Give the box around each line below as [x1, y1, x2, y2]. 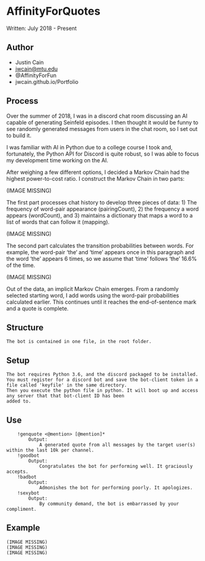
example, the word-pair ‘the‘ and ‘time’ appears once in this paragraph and [6, 248, 195, 255]
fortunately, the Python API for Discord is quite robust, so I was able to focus [6, 150, 199, 157]
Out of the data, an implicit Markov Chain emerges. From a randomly [6, 285, 179, 292]
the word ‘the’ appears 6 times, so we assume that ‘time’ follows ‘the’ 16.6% [6, 255, 197, 262]
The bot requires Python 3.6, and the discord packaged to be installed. [6, 372, 199, 378]
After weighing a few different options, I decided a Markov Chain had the [6, 168, 190, 176]
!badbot [17, 474, 37, 480]
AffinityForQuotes [6, 4, 101, 18]
